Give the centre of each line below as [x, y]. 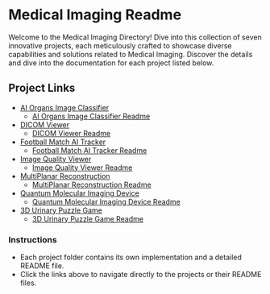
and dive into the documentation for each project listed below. [111, 63]
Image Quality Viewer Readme [82, 168]
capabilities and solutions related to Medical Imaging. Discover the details [131, 54]
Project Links [42, 88]
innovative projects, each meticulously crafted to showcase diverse [120, 45]
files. [28, 283]
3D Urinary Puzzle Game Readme [87, 218]
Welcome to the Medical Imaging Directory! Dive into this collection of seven [135, 37]
